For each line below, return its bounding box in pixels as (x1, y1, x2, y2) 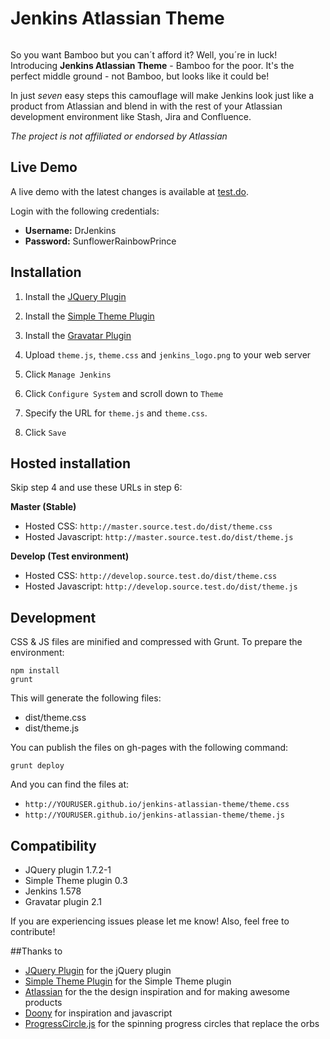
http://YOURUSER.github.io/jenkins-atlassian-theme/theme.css (24, 800, 290, 810)
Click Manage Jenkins (24, 368, 112, 380)
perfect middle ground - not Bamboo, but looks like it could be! (10, 70, 270, 82)
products (24, 997, 63, 1008)
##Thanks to (10, 945, 63, 957)
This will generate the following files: (10, 692, 162, 704)
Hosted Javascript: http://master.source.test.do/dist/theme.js (24, 531, 294, 543)
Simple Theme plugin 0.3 (24, 875, 128, 886)
